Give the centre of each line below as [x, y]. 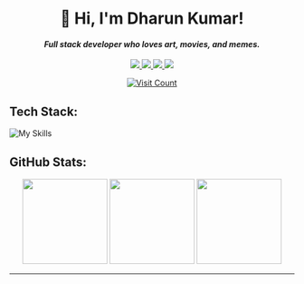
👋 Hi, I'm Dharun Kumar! [152, 19]
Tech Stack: [44, 111]
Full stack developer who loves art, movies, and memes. [152, 44]
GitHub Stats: [48, 162]
